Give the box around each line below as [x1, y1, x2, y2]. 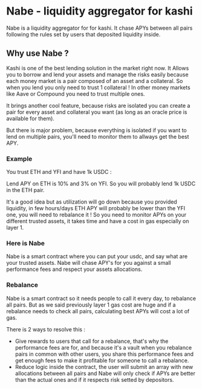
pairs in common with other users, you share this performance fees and [15, 350, 194, 357]
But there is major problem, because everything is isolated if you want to [6, 126, 187, 134]
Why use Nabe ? [6, 48, 70, 59]
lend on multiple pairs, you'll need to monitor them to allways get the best [6, 133, 189, 140]
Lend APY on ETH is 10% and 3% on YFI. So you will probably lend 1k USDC [6, 180, 196, 187]
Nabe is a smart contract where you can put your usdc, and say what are [6, 253, 188, 260]
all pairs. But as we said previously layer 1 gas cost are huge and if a [6, 301, 176, 308]
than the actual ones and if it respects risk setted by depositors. [15, 376, 174, 383]
